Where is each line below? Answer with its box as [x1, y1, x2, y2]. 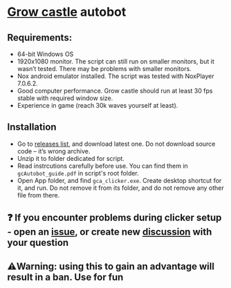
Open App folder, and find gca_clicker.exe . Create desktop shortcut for [17, 176, 222, 184]
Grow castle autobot [7, 4, 127, 20]
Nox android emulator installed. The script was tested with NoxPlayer [17, 72, 214, 80]
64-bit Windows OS [17, 50, 74, 58]
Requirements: [7, 32, 73, 44]
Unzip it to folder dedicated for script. [17, 154, 124, 162]
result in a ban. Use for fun [7, 271, 124, 283]
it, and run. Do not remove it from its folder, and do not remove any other [17, 184, 225, 192]
